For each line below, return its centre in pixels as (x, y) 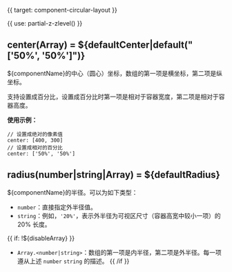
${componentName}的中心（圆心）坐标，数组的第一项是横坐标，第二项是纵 (115, 73)
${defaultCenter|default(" (135, 45)
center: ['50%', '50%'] (41, 154)
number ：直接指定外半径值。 (57, 207)
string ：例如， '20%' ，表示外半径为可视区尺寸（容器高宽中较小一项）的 (119, 215)
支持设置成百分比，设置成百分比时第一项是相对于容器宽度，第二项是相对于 (113, 97)
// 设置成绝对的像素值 (35, 134)
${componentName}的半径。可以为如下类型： (72, 192)
